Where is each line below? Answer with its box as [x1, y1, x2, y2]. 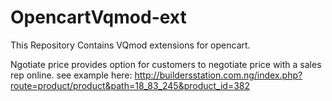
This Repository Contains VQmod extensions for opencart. [10, 39, 251, 51]
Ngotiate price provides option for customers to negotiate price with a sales [10, 58, 322, 70]
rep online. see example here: [10, 69, 133, 81]
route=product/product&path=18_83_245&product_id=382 [10, 79, 251, 91]
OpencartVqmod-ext [10, 6, 187, 29]
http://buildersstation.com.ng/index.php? [134, 69, 303, 81]
